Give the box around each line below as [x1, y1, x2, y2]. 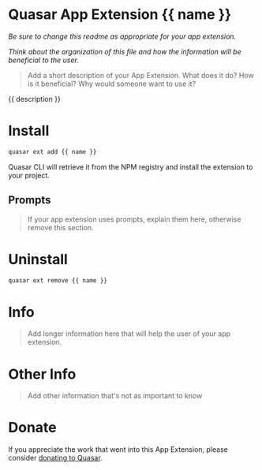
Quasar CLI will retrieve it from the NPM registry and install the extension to [8, 162, 253, 171]
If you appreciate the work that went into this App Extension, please [8, 445, 229, 454]
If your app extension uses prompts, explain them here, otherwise [27, 214, 241, 224]
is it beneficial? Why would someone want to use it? [27, 79, 196, 88]
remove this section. [27, 222, 94, 232]
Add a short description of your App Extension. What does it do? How [27, 70, 254, 80]
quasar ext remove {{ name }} [8, 276, 108, 285]
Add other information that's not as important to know [27, 391, 203, 401]
